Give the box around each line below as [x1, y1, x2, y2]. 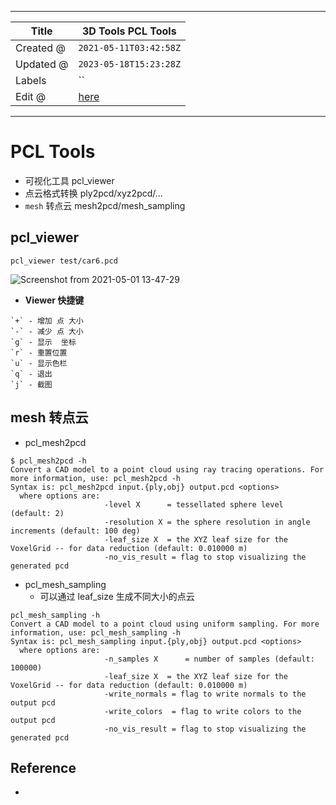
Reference [10, 759, 77, 776]
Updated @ [15, 57, 69, 71]
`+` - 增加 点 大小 [10, 316, 84, 326]
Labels [15, 74, 47, 87]
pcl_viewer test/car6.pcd [10, 256, 118, 266]
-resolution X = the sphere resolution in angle [104, 517, 311, 527]
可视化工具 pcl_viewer [24, 174, 115, 186]
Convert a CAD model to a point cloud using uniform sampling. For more [10, 619, 320, 629]
